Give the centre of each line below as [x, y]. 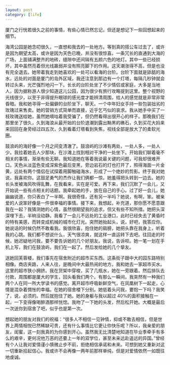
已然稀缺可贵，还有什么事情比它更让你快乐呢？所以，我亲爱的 [96, 325]
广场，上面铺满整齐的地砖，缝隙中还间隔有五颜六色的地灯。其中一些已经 [80, 59]
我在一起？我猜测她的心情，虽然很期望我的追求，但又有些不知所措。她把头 [83, 209]
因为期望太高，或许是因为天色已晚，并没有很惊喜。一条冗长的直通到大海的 [87, 53]
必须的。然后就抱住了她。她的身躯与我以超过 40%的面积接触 [86, 296]
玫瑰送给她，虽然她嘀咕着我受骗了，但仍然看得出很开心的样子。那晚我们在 [87, 116]
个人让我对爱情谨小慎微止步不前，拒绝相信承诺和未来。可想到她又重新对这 [87, 344]
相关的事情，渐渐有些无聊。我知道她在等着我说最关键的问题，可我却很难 [80, 158]
